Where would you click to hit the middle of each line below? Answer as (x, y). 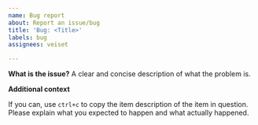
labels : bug (28, 37)
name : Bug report (37, 15)
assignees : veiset (38, 45)
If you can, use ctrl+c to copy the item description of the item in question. (128, 105)
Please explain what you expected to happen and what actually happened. (129, 113)
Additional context (39, 89)
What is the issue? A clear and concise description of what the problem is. (129, 74)
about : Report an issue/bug (54, 23)
